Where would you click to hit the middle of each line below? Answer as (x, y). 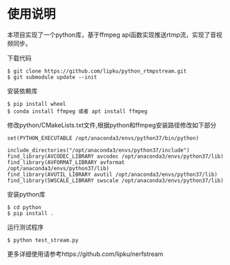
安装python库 (26, 194)
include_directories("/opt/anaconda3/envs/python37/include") (98, 150)
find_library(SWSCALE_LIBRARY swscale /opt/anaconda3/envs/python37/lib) (116, 181)
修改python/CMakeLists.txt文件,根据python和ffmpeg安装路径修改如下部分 (112, 125)
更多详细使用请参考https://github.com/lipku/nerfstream (85, 254)
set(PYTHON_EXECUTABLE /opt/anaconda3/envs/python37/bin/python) (103, 138)
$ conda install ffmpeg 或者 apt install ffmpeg (77, 111)
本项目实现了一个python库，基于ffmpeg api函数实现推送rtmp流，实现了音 (112, 35)
